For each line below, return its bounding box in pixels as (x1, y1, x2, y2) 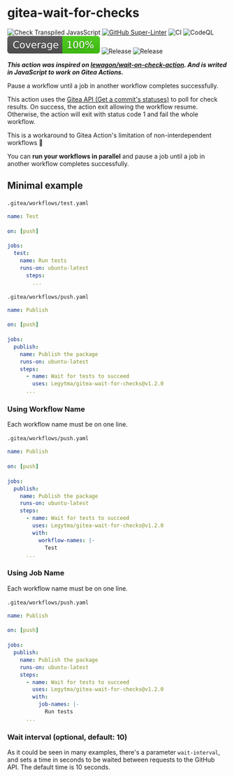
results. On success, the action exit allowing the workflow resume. (7, 102, 198, 111)
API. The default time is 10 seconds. (7, 763, 110, 771)
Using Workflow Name (7, 404, 85, 414)
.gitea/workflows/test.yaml (7, 200, 89, 207)
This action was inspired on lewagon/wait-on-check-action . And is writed (7, 60, 227, 69)
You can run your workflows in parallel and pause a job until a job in (7, 152, 205, 160)
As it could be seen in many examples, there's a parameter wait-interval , (7, 748, 221, 757)
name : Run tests (20, 257, 68, 264)
